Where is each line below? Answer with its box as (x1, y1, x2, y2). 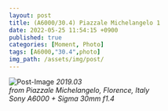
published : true (9, 33, 62, 42)
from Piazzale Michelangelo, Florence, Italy (9, 85, 150, 94)
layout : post (9, 11, 52, 20)
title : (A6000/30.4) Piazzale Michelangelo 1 (9, 19, 160, 27)
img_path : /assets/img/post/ (9, 56, 104, 64)
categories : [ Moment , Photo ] (9, 41, 104, 49)
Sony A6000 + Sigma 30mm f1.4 (9, 94, 115, 103)
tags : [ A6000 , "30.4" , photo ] (9, 48, 101, 56)
